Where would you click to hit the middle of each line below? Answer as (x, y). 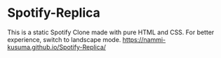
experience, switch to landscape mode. (64, 39)
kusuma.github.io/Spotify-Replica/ (57, 47)
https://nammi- (144, 39)
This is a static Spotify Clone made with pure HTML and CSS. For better (111, 32)
